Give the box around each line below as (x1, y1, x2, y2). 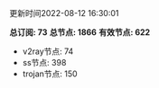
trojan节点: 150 (22, 68, 79, 79)
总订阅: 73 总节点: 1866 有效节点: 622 (9, 27, 151, 38)
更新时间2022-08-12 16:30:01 (9, 8, 119, 18)
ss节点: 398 (22, 57, 67, 67)
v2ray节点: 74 (22, 46, 74, 57)
